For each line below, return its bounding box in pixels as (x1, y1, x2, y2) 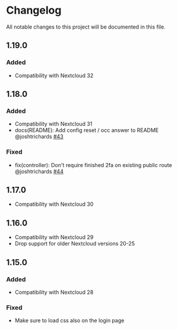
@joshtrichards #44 (14, 168, 64, 175)
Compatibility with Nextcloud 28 (14, 288, 94, 296)
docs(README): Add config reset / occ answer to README (14, 127, 159, 134)
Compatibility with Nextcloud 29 (14, 234, 94, 241)
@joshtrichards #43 (14, 133, 63, 140)
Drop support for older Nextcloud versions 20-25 (14, 240, 135, 247)
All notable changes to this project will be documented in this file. (6, 23, 166, 30)
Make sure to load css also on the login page (14, 317, 125, 324)
